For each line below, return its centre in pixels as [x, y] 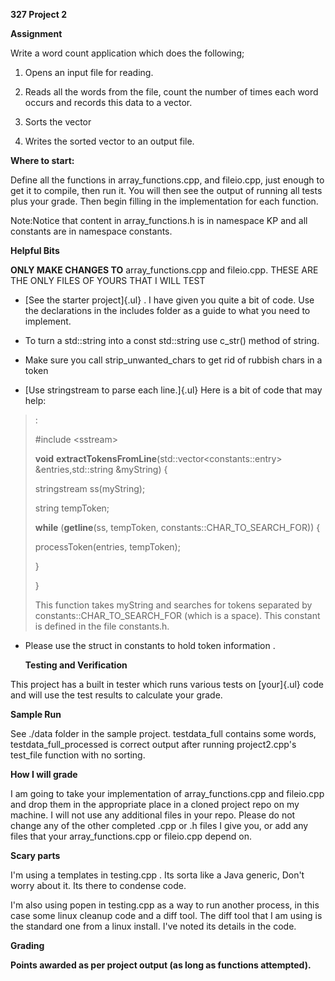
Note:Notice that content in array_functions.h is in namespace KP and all [159, 220]
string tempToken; [72, 508]
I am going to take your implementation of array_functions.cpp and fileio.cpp [167, 793]
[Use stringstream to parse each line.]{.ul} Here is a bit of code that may [173, 390]
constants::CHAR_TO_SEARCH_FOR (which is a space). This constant [177, 615]
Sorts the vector [58, 122]
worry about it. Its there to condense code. [98, 885]
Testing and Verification [76, 665]
